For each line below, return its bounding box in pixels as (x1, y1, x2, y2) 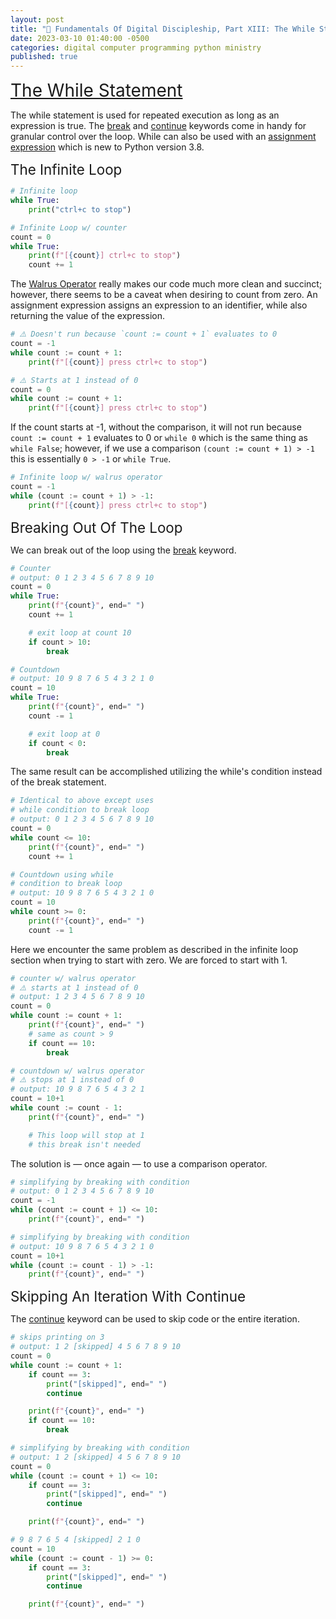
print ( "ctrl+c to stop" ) (28, 204, 132, 215)
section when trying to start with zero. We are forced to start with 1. (10, 954, 288, 966)
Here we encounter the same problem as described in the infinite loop (10, 943, 299, 955)
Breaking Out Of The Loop (10, 518, 183, 536)
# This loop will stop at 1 (28, 1130, 145, 1140)
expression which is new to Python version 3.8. (10, 141, 205, 153)
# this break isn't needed (28, 1139, 141, 1150)
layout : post (10, 14, 65, 25)
